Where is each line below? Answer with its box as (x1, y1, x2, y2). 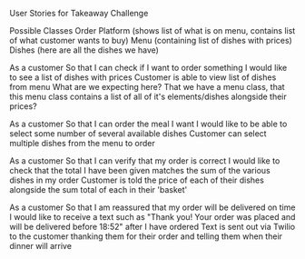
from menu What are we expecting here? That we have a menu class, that (9, 82, 285, 92)
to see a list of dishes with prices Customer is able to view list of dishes (9, 72, 277, 83)
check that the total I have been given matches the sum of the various (9, 165, 271, 175)
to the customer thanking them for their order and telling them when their (9, 231, 283, 242)
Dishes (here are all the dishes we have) (9, 45, 159, 55)
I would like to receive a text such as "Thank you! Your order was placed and (9, 212, 296, 222)
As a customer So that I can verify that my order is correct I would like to (9, 155, 280, 166)
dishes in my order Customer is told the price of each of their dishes (9, 174, 265, 185)
